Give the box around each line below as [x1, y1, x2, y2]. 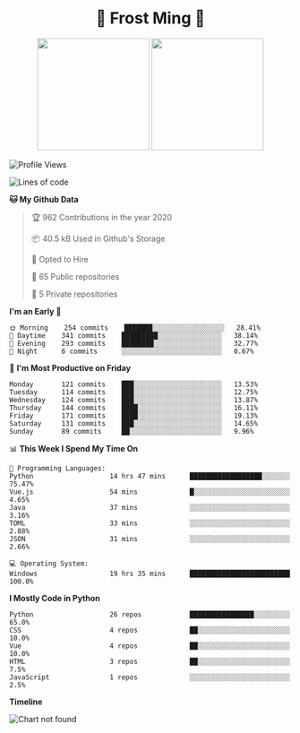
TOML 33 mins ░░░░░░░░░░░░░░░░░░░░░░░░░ [9, 519, 291, 528]
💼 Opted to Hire [30, 254, 90, 264]
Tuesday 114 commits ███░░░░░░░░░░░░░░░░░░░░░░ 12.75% [9, 387, 258, 397]
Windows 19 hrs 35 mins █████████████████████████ [9, 569, 291, 578]
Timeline [9, 696, 43, 707]
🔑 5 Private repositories [30, 289, 118, 299]
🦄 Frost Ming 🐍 [95, 8, 206, 29]
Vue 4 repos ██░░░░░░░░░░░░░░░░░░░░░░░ [9, 641, 291, 651]
